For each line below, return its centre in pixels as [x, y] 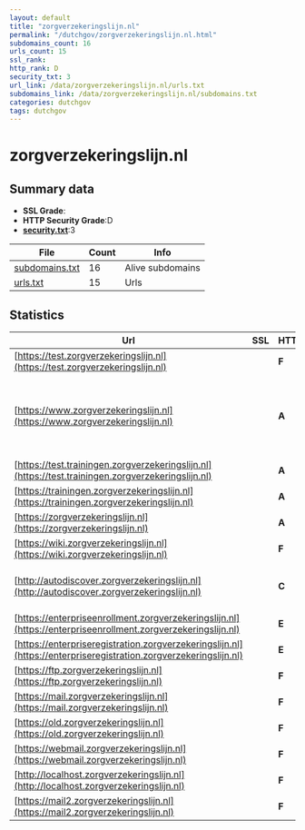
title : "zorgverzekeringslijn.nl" [75, 26]
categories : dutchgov [50, 102]
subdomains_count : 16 [50, 43]
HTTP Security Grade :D [68, 221]
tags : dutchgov [38, 111]
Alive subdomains [163, 268]
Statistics [37, 315]
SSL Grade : [44, 211]
